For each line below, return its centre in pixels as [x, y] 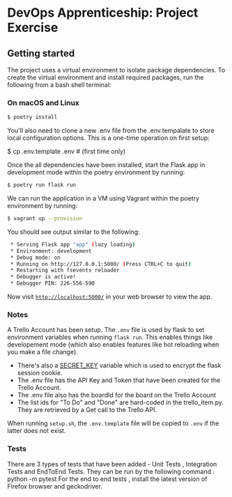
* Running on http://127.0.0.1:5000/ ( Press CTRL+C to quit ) [101, 264]
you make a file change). [42, 352]
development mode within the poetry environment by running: [96, 173]
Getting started [41, 53]
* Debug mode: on [35, 258]
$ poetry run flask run [42, 185]
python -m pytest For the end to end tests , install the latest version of [107, 479]
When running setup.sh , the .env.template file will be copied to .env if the [113, 423]
